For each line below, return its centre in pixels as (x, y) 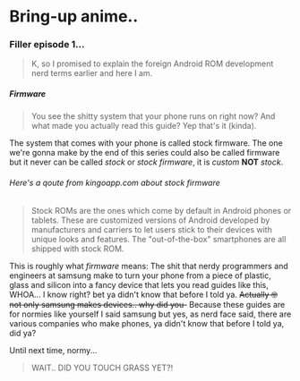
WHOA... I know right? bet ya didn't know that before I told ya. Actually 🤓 (143, 294)
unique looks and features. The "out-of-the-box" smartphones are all (159, 239)
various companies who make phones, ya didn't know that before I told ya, (147, 323)
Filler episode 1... (47, 45)
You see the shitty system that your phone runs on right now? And (153, 116)
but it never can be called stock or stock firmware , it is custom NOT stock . (146, 162)
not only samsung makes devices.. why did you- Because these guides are (147, 304)
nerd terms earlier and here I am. (92, 73)
